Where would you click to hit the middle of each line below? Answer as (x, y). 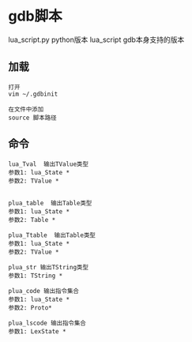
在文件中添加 (26, 109)
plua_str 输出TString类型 (49, 267)
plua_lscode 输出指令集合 (47, 323)
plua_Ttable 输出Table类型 (52, 235)
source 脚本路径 (32, 118)
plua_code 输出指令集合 (43, 291)
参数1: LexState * (37, 331)
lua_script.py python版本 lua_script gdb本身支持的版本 (96, 39)
